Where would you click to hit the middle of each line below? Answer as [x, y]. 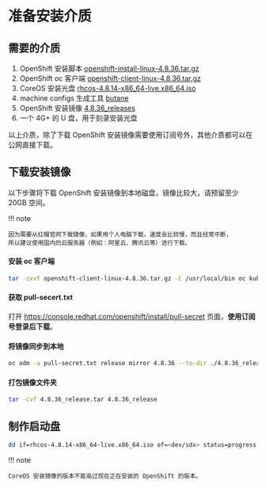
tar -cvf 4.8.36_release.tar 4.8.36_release [83, 400]
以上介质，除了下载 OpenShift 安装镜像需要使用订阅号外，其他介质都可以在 [131, 135]
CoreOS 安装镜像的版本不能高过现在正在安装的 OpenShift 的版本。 [105, 476]
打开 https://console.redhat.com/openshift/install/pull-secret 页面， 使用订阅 [132, 317]
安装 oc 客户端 [32, 261]
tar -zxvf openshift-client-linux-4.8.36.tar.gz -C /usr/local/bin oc [127, 279]
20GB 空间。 [29, 202]
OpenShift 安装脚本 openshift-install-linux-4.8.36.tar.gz [109, 69]
